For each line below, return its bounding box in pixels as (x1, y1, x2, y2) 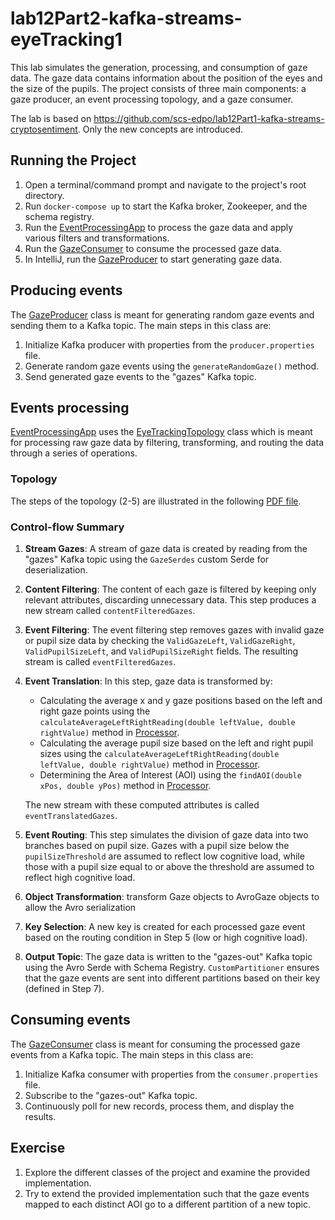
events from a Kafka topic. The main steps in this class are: (10, 1048, 254, 1061)
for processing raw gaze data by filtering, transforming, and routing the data (10, 437, 325, 449)
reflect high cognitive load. (24, 871, 136, 883)
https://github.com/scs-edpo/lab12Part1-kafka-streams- (93, 112, 325, 124)
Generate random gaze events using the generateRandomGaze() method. (24, 360, 320, 372)
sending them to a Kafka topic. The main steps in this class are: (10, 319, 272, 331)
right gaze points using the (39, 705, 151, 717)
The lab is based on (10, 112, 92, 124)
